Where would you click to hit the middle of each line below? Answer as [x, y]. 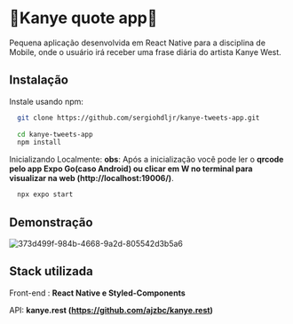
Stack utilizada [51, 271]
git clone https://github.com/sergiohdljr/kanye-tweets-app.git [139, 118]
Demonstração [51, 222]
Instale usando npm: [47, 101]
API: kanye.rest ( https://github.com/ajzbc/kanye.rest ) [111, 310]
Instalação [39, 80]
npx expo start [45, 194]
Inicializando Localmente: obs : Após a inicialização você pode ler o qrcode [146, 160]
